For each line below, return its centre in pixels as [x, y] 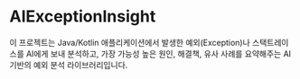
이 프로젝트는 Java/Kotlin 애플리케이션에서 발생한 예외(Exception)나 [130, 42]
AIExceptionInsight [83, 17]
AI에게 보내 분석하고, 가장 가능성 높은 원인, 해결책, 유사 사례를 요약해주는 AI [159, 53]
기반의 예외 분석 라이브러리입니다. [69, 65]
